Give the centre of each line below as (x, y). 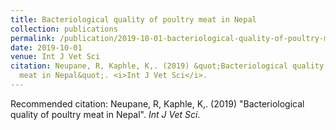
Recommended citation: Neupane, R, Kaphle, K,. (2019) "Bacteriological (157, 103)
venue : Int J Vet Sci (55, 57)
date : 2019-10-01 (46, 47)
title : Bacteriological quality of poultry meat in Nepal (133, 19)
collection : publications (64, 29)
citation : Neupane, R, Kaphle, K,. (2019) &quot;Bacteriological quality (167, 66)
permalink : (33, 38)
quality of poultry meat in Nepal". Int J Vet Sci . (105, 114)
